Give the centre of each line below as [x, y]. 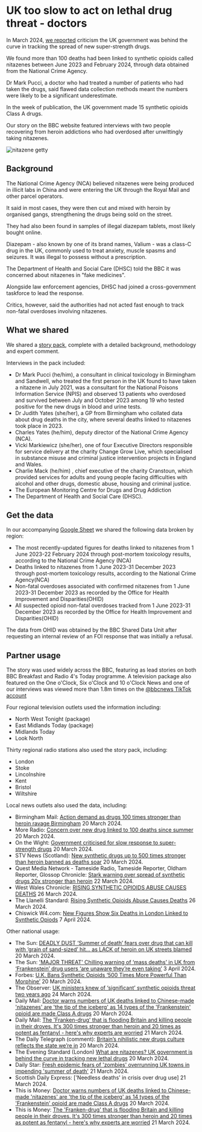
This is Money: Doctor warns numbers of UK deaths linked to [91, 1090]
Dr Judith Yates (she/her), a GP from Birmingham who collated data [99, 413]
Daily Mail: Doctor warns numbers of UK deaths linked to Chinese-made [105, 1001]
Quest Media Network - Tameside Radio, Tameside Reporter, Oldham [101, 868]
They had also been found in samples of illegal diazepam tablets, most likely [101, 226]
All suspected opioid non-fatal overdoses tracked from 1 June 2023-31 [103, 606]
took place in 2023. [39, 425]
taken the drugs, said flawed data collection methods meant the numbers [97, 89]
